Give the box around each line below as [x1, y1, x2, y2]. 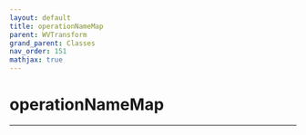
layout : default [9, 13, 71, 23]
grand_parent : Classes [9, 38, 96, 48]
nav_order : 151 [9, 47, 67, 56]
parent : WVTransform [9, 30, 88, 39]
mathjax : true [9, 55, 64, 64]
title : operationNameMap [9, 22, 104, 31]
